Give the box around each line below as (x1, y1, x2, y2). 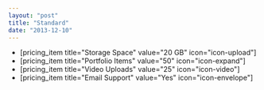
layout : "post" (8, 11, 59, 20)
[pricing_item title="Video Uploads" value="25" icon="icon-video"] (19, 65, 240, 74)
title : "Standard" (8, 19, 69, 27)
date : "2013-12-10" (8, 26, 73, 34)
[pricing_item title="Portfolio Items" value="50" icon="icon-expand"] (19, 56, 247, 66)
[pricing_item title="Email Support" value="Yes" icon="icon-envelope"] (19, 73, 254, 83)
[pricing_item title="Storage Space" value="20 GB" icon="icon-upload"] (19, 48, 257, 58)
